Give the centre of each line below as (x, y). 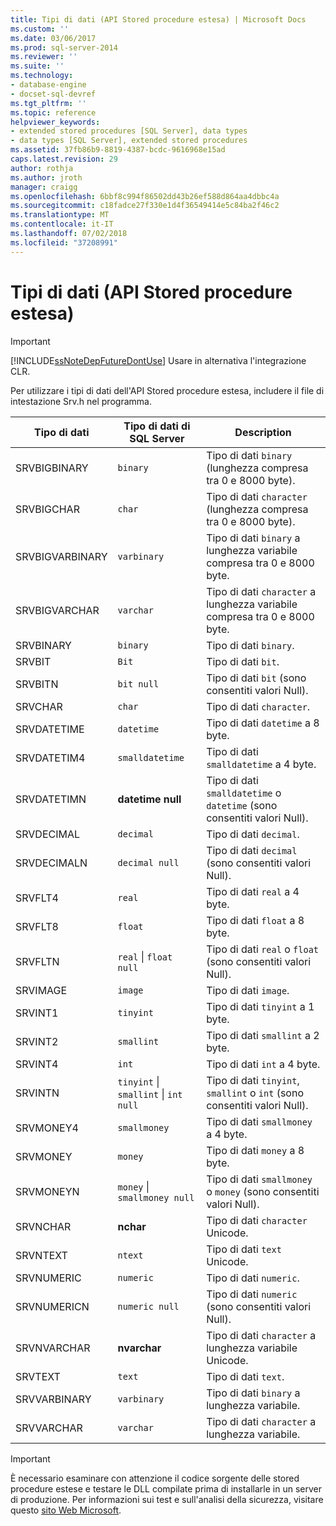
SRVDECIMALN (51, 863)
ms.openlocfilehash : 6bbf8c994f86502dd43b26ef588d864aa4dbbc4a (145, 196)
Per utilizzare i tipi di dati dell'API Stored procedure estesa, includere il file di (167, 390)
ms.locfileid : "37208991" (64, 242)
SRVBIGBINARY (52, 468)
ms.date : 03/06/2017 (53, 38)
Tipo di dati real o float (263, 949)
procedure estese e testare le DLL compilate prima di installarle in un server (166, 1488)
